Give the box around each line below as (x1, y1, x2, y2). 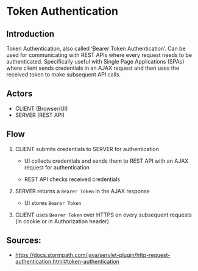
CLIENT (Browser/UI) (15, 105, 68, 112)
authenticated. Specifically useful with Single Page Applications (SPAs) (6, 58, 185, 65)
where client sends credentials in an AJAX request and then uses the (6, 64, 180, 72)
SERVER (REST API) (15, 111, 65, 119)
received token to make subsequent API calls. (6, 71, 121, 78)
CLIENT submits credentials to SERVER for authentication (15, 145, 160, 152)
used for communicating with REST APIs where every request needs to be (6, 51, 193, 59)
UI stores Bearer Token (24, 199, 82, 206)
